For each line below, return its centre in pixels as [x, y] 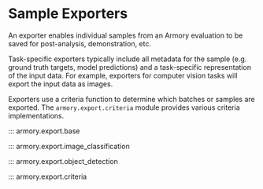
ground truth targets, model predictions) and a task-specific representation [130, 67]
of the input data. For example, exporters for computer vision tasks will [123, 75]
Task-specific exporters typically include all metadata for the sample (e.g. [128, 59]
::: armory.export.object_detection [63, 161]
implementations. [36, 115]
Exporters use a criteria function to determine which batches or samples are [131, 99]
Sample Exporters [68, 14]
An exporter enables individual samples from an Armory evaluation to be [126, 35]
